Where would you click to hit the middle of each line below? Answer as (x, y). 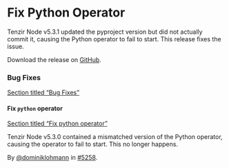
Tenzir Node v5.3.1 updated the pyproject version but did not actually (105, 32)
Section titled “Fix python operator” (58, 124)
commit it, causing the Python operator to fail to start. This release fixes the (114, 39)
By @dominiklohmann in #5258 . (52, 158)
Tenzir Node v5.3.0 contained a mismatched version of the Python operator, (115, 137)
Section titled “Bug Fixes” (43, 93)
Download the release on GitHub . (54, 59)
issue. (16, 46)
